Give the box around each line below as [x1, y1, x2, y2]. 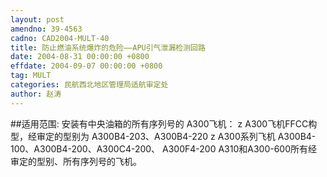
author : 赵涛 [10, 89, 62, 99]
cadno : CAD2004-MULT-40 [10, 33, 110, 43]
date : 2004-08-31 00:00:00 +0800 [10, 52, 150, 62]
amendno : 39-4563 [10, 24, 83, 34]
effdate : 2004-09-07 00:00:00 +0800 [10, 61, 163, 71]
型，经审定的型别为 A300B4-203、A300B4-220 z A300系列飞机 [10, 130, 276, 142]
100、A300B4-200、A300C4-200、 [10, 142, 161, 155]
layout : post [10, 14, 65, 25]
